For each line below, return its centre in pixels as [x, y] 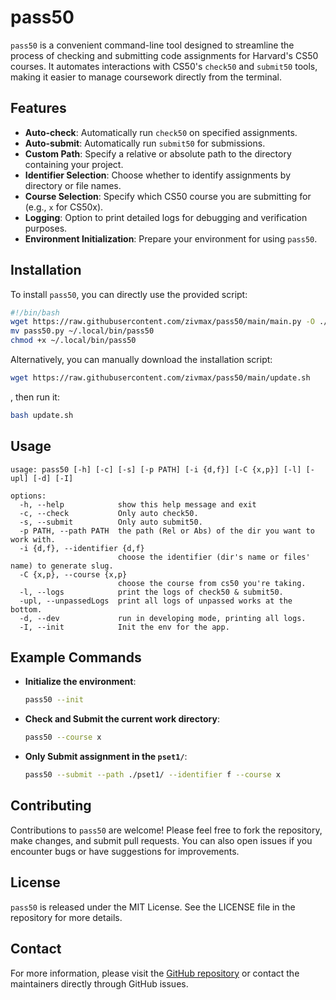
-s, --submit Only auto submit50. [111, 522]
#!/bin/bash [35, 312]
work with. [33, 539]
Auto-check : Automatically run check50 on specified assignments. [161, 132]
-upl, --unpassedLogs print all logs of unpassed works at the [156, 601]
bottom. [26, 609]
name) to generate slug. [62, 566]
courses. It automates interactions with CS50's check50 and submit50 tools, [164, 66]
